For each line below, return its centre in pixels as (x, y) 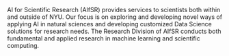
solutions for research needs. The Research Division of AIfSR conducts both (114, 31)
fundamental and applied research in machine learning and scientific (104, 38)
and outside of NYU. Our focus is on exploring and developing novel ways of (115, 17)
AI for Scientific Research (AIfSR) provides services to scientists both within (114, 10)
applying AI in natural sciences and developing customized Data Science (109, 24)
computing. (23, 46)
